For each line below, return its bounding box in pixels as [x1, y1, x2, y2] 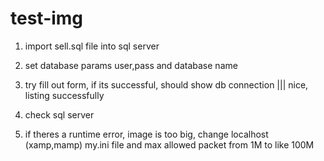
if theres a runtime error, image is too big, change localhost [24, 128, 269, 140]
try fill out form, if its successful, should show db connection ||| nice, [24, 78, 309, 91]
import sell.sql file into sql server [24, 40, 160, 52]
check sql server [24, 108, 95, 121]
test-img [10, 7, 84, 30]
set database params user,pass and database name [24, 59, 238, 71]
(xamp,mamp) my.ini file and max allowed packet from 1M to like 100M [24, 138, 315, 151]
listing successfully [24, 89, 105, 101]
